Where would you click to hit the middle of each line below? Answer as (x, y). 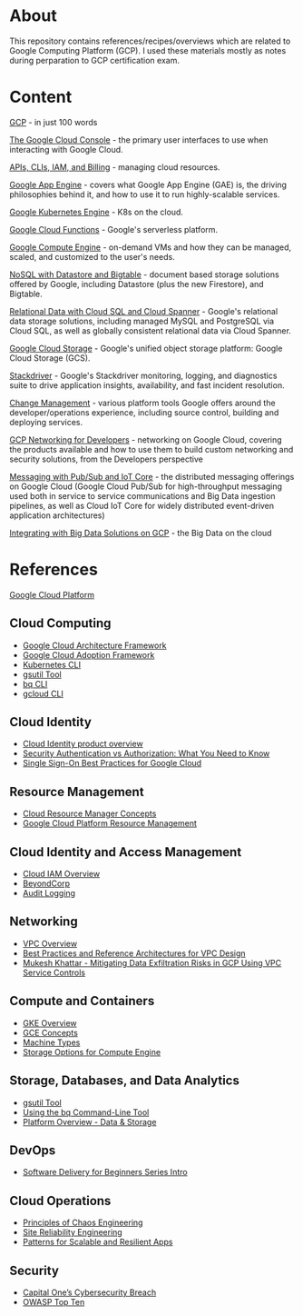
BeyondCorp (46, 883)
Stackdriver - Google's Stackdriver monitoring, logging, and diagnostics (143, 375)
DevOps (33, 1150)
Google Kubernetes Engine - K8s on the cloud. (97, 212)
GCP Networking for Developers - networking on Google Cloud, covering (146, 439)
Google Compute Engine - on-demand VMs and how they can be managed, (151, 247)
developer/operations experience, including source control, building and (144, 412)
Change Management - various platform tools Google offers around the (142, 403)
